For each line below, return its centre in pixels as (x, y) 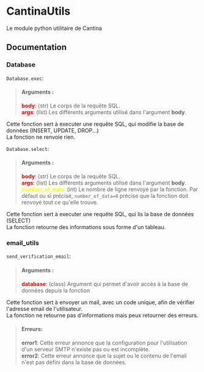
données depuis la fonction (56, 290)
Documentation (37, 47)
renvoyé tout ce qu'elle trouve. (60, 202)
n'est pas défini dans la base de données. (74, 362)
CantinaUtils (38, 11)
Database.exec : (25, 78)
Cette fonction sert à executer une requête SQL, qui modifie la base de (95, 124)
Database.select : (28, 148)
